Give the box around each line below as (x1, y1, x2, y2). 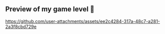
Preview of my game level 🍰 (5, 5, 95, 13)
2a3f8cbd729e (5, 23, 37, 29)
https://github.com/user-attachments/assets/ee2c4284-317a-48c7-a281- (5, 18, 160, 24)
